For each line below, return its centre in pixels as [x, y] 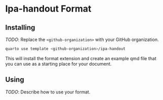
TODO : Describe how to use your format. [48, 92]
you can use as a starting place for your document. [58, 64]
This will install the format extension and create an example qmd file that [81, 58]
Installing [20, 28]
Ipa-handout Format [48, 9]
